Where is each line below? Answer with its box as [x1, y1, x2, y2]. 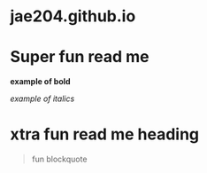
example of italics [10, 93, 75, 104]
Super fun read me [10, 47, 149, 67]
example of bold [10, 76, 71, 87]
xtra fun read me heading [10, 124, 200, 145]
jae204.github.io [10, 6, 136, 27]
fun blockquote [31, 153, 88, 165]
